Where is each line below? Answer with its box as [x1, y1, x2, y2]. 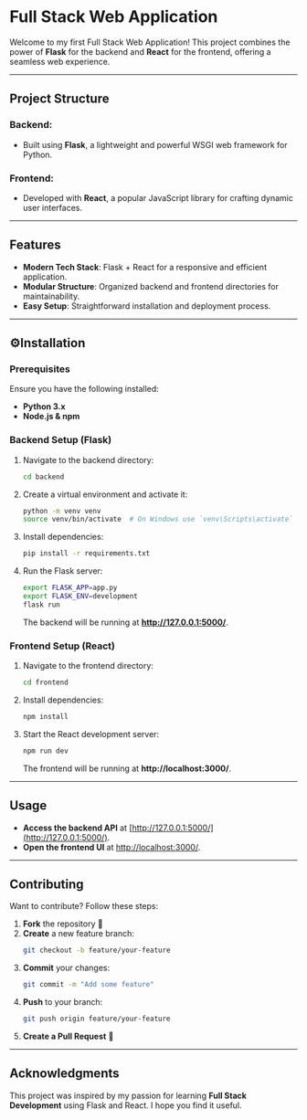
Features [9, 238, 61, 253]
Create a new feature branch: [22, 928, 134, 939]
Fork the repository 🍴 [22, 918, 103, 929]
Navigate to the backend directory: [22, 454, 154, 465]
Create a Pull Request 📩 [22, 1030, 114, 1042]
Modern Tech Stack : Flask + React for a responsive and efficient [22, 261, 268, 272]
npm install [22, 713, 69, 722]
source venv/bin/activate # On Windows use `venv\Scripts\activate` [22, 514, 294, 524]
